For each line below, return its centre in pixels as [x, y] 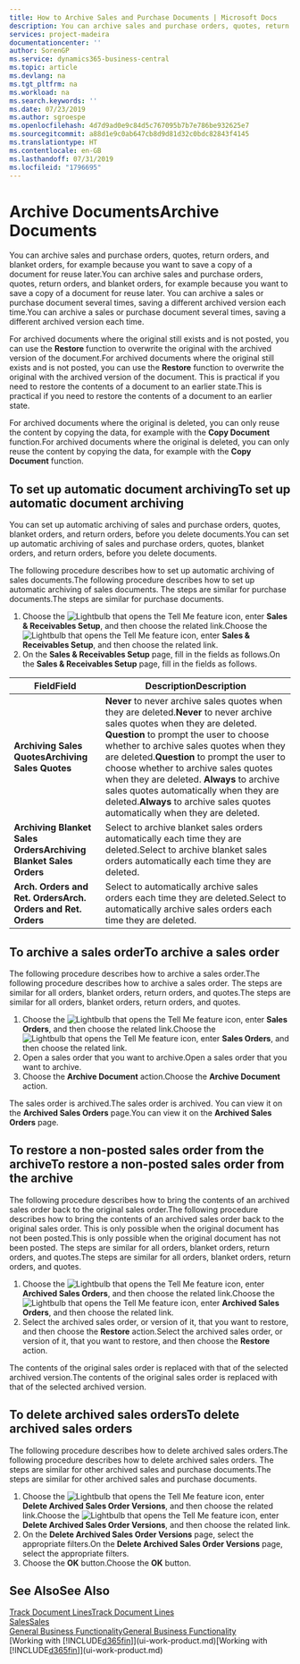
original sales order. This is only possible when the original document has [144, 1228]
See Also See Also [59, 1590]
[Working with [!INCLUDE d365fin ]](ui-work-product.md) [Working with [138, 1641]
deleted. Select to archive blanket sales [187, 850]
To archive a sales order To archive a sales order [144, 952]
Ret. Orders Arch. [50, 898]
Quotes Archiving [51, 757]
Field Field [55, 686]
